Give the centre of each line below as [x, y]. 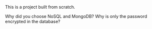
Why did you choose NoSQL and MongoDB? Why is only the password [76, 16]
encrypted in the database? [33, 22]
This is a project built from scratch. [40, 7]
